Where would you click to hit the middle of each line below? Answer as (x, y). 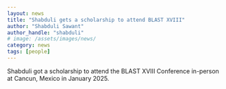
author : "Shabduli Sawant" (46, 26)
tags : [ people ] (29, 52)
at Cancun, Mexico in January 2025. (58, 78)
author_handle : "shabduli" (46, 33)
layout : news (26, 13)
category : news (29, 45)
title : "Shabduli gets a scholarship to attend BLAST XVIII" (96, 20)
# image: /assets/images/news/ (52, 39)
